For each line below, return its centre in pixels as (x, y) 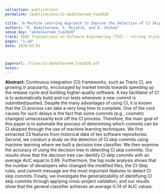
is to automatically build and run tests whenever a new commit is (70, 97)
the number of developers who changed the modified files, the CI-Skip (77, 166)
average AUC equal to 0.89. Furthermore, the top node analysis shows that (81, 160)
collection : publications (31, 10)
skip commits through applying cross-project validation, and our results (77, 181)
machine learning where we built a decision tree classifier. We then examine (82, 144)
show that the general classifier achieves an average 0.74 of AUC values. (79, 186)
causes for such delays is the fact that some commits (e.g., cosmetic (75, 113)
